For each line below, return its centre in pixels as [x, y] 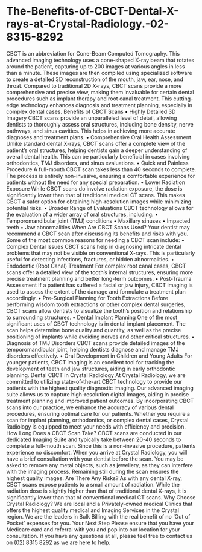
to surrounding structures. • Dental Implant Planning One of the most [92, 317]
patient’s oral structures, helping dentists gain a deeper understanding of [97, 150]
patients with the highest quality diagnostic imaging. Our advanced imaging [100, 388]
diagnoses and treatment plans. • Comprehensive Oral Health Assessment [99, 137]
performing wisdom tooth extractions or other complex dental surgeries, [96, 304]
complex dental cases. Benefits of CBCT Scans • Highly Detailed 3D [91, 111]
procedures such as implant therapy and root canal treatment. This [89, 99]
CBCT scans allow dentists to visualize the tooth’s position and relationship [99, 310]
